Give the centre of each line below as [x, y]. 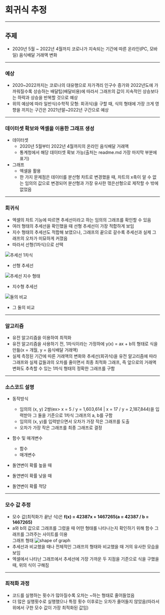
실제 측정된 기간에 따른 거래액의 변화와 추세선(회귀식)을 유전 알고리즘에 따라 [84, 356]
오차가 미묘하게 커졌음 [46, 238]
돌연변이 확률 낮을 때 [32, 476]
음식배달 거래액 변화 [38, 55]
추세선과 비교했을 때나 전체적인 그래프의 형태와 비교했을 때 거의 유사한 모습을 [86, 546]
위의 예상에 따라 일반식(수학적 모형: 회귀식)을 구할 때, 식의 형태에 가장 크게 [83, 104]
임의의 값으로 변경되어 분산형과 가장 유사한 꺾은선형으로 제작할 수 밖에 [92, 183]
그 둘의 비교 [24, 307]
